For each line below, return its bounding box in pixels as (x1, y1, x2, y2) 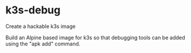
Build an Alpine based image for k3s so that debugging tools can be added (5, 34, 185, 41)
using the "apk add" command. (5, 40, 81, 47)
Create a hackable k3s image (5, 23, 76, 30)
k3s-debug (5, 3, 61, 17)
